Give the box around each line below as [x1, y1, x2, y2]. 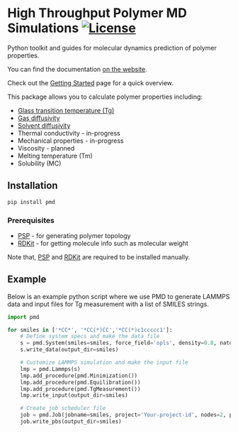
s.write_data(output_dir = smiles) [20, 346, 119, 353]
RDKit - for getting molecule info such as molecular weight [17, 239, 189, 247]
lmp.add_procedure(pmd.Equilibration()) [20, 379, 141, 386]
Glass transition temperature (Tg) [17, 106, 115, 114]
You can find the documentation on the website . [7, 65, 147, 73]
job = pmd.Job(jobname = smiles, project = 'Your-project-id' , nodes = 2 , [20, 411, 227, 418]
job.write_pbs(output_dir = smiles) [20, 418, 122, 426]
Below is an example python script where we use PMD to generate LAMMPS [7, 292, 230, 301]
